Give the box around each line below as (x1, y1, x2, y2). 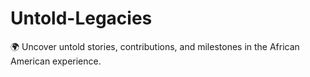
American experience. (10, 55, 102, 67)
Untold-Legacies (10, 7, 153, 30)
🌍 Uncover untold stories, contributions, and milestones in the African (10, 40, 300, 52)
